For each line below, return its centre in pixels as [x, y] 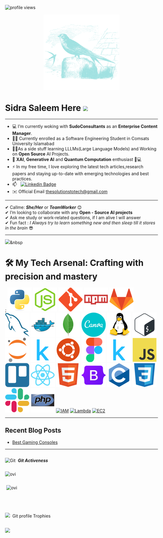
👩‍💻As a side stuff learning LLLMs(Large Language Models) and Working [84, 148]
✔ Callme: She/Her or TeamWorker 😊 [43, 207]
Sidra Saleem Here [43, 108]
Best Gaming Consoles [35, 442]
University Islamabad [33, 144]
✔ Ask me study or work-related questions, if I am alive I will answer [73, 217]
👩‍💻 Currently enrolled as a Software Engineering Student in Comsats [81, 138]
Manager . [22, 133]
